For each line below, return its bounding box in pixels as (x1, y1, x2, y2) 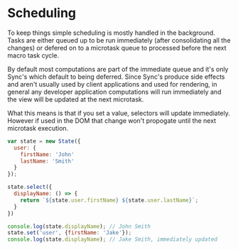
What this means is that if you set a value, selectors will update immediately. (7, 109, 231, 117)
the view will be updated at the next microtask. (7, 94, 144, 104)
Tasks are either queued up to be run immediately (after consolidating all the (7, 36, 231, 44)
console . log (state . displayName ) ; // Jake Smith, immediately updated (7, 236, 218, 243)
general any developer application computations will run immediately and (7, 87, 222, 96)
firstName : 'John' (20, 151, 75, 158)
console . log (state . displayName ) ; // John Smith (7, 222, 151, 230)
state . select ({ (7, 183, 53, 191)
